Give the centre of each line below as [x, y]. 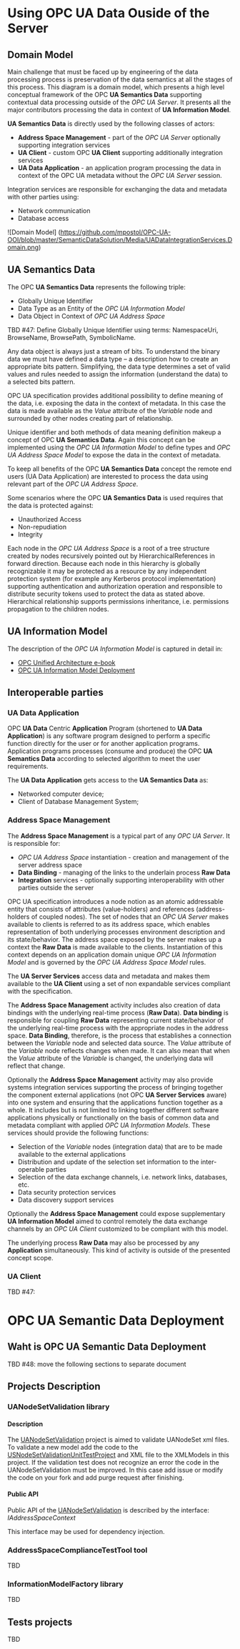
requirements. [28, 767]
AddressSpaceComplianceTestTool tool [77, 1550]
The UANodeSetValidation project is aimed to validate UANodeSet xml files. [119, 1440]
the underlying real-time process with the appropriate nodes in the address [118, 1027]
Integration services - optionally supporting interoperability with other [121, 880]
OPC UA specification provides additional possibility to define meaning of [115, 395]
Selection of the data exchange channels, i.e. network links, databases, [122, 1177]
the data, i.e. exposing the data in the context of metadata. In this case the [117, 403]
